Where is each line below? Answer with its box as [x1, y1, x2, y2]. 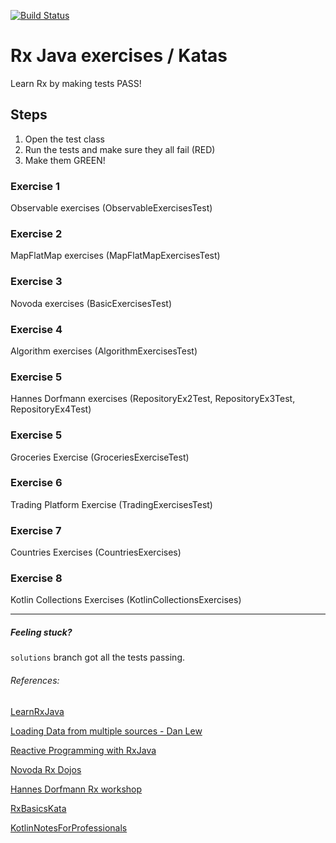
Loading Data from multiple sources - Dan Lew [10, 725, 203, 737]
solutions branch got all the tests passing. [10, 651, 185, 664]
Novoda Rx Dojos [10, 763, 82, 775]
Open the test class [24, 133, 105, 145]
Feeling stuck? [10, 626, 73, 639]
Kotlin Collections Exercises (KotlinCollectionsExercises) [10, 594, 242, 606]
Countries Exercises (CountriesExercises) [10, 546, 182, 559]
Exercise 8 [10, 571, 63, 585]
